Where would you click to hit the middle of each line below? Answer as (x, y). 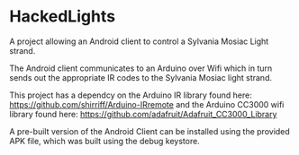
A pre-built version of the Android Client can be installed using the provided (149, 131)
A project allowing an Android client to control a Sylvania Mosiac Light (139, 41)
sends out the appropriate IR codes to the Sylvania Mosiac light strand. (141, 77)
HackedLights (62, 17)
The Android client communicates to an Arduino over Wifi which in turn (141, 68)
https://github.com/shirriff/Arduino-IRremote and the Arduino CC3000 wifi (147, 104)
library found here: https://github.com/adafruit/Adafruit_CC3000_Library (143, 114)
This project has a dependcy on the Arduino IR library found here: (131, 95)
